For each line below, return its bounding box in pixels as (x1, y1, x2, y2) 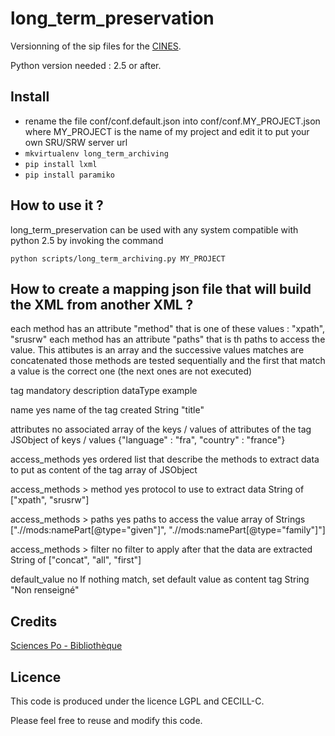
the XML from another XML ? (10, 296, 194, 313)
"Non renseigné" (10, 584, 80, 596)
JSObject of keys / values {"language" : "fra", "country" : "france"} (10, 434, 286, 446)
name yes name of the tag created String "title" (10, 404, 205, 416)
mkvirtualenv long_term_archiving (24, 148, 169, 159)
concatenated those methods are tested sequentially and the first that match (10, 355, 326, 367)
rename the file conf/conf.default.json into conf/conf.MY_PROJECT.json (24, 115, 321, 127)
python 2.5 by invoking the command (10, 234, 164, 246)
